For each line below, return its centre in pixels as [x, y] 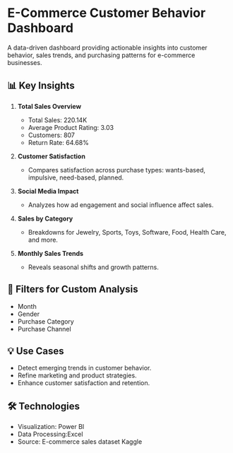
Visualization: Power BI [51, 427]
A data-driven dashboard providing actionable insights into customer [107, 47]
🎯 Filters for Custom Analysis [73, 289]
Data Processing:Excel [50, 434]
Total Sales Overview [49, 106]
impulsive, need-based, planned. [76, 177]
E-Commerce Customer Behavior [107, 13]
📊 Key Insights [41, 86]
